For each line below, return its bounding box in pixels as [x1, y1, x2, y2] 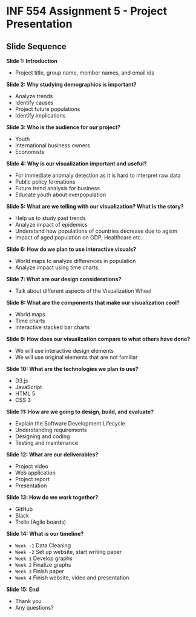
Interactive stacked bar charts [15, 324, 90, 331]
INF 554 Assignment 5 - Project [6, 4, 168, 18]
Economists [15, 148, 45, 155]
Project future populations [15, 105, 80, 113]
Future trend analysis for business [15, 185, 100, 192]
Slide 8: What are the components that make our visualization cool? [6, 299, 180, 306]
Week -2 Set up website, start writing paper [15, 549, 122, 555]
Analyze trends [15, 93, 53, 99]
